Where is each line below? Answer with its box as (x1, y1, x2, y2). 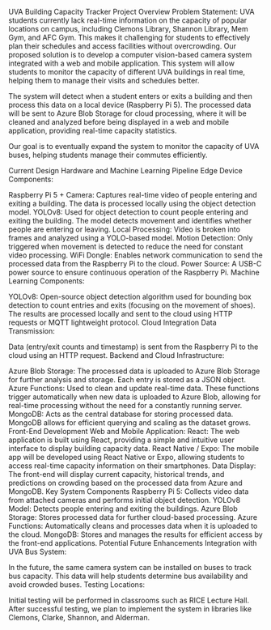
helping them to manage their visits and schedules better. (8, 76, 200, 85)
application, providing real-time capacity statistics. (8, 126, 177, 135)
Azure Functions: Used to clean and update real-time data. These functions (8, 384, 260, 393)
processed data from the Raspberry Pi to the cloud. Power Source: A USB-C (8, 259, 262, 268)
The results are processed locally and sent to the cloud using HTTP (8, 309, 233, 318)
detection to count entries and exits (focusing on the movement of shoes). (8, 300, 256, 310)
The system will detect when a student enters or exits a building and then (8, 92, 252, 100)
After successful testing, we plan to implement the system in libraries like (8, 604, 252, 614)
